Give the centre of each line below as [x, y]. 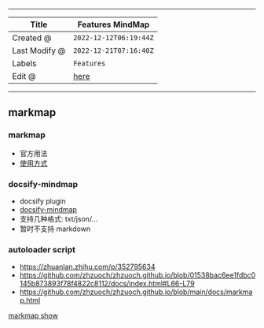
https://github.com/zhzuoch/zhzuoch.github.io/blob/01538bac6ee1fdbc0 [137, 275]
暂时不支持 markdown [55, 229]
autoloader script [42, 249]
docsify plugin [43, 201]
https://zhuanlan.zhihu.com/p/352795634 [87, 267]
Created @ [32, 38]
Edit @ [24, 76]
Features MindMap [114, 24]
